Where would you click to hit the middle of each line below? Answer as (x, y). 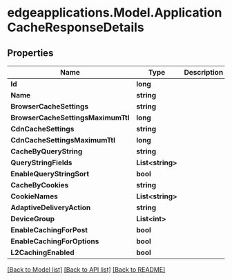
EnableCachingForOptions (55, 241)
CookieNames (35, 196)
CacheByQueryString (47, 151)
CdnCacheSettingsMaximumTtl (63, 140)
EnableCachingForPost (49, 230)
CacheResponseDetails (76, 27)
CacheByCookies (40, 185)
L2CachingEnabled (42, 252)
